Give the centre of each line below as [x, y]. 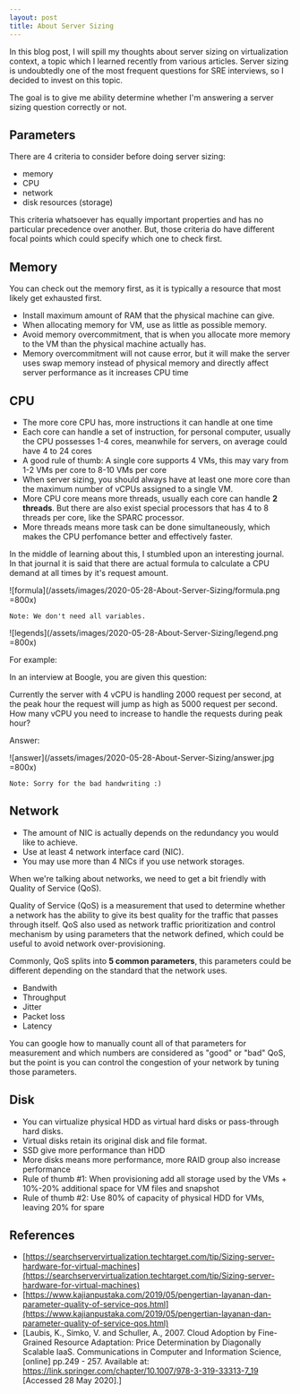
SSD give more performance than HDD [94, 1150]
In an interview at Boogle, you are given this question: [108, 676]
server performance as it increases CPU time [105, 373]
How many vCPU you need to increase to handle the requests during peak [146, 713]
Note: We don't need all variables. [77, 616]
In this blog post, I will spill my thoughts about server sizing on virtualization [149, 51]
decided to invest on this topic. [66, 80]
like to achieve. [50, 842]
